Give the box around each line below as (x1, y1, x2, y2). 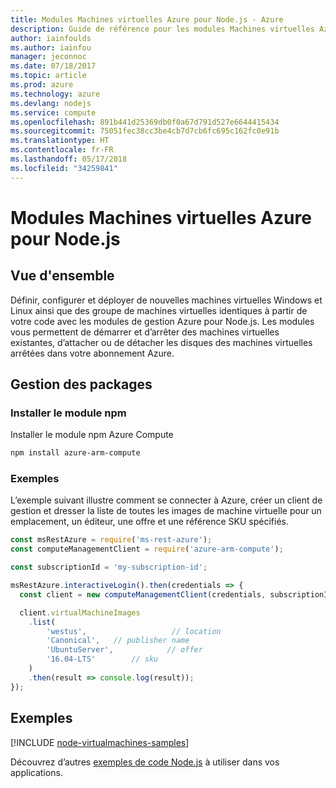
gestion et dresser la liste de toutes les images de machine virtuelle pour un (10, 505, 322, 517)
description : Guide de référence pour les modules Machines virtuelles (10, 24, 315, 34)
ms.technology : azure (10, 89, 101, 99)
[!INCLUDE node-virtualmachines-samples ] (10, 736, 190, 748)
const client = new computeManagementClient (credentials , (19, 589, 267, 600)
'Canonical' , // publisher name (46, 636, 190, 646)
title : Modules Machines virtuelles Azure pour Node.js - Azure (10, 14, 284, 25)
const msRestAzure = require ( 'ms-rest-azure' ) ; (10, 535, 213, 545)
